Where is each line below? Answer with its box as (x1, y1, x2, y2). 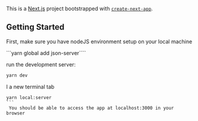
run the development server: (6, 60, 76, 68)
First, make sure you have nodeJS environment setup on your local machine (6, 38, 193, 45)
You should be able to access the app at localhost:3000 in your (8, 105, 174, 111)
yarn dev (6, 72, 28, 78)
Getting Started (6, 22, 65, 32)
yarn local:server (6, 94, 52, 100)
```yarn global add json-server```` (6, 49, 86, 56)
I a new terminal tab (6, 83, 55, 90)
